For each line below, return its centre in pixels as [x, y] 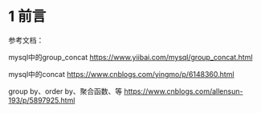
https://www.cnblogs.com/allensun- [184, 91]
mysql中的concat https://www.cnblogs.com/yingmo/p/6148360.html [121, 74]
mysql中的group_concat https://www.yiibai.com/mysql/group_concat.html [130, 57]
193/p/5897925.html [42, 100]
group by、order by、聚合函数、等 [65, 91]
